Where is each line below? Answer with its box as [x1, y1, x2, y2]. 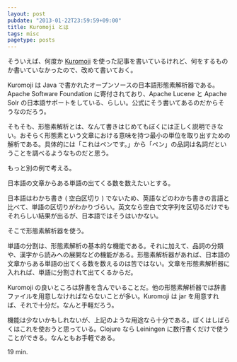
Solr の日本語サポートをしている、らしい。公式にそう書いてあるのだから [7, 98, 219, 107]
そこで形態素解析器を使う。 [7, 227, 88, 235]
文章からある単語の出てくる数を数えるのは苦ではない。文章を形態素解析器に [7, 259, 230, 268]
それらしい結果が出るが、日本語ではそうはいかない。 [7, 211, 163, 220]
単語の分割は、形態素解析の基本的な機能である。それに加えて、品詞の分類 [7, 242, 224, 250]
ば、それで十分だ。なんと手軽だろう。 [7, 301, 118, 310]
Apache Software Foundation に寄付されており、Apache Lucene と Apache [7, 90, 228, 98]
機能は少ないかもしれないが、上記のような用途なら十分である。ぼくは [7, 316, 212, 325]
